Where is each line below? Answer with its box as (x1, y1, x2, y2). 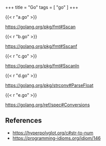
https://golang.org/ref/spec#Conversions (5, 102, 90, 108)
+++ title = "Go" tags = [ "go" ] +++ (5, 5, 78, 10)
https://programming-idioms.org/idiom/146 (12, 135, 101, 141)
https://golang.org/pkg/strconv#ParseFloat (5, 83, 93, 88)
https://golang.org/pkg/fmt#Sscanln (5, 63, 79, 68)
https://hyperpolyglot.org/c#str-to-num (12, 129, 93, 135)
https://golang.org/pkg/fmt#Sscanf (5, 43, 77, 49)
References (5, 116, 42, 125)
